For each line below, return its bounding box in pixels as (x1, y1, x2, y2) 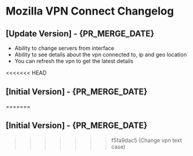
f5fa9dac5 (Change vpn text (111, 137, 183, 144)
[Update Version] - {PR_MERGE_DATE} (5, 29, 155, 39)
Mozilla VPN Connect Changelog (5, 4, 174, 18)
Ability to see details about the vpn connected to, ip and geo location (14, 51, 187, 58)
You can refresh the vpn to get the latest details (14, 58, 134, 64)
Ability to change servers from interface (14, 44, 115, 52)
